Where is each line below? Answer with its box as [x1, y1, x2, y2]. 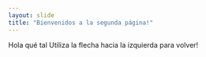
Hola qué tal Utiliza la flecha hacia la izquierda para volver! [8, 40, 199, 49]
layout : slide [8, 11, 55, 20]
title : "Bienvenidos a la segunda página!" [8, 19, 154, 27]
